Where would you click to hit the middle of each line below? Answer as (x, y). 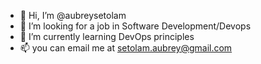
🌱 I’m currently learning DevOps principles (107, 36)
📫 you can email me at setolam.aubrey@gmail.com (126, 48)
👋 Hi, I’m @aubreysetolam (73, 15)
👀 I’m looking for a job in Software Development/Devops (135, 26)
